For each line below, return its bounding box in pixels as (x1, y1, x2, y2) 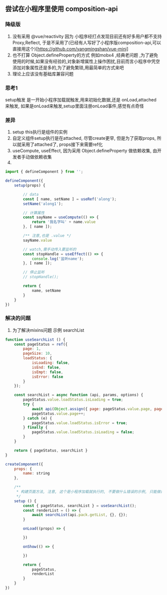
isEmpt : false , (31, 369, 64, 375)
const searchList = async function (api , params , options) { (14, 393, 143, 398)
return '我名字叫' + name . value (31, 219, 96, 225)
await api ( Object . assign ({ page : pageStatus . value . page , (31, 406, 153, 411)
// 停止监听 (23, 270, 45, 275)
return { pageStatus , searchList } (14, 448, 88, 453)
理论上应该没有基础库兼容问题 (12, 70, 74, 76)
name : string (23, 471, 50, 476)
